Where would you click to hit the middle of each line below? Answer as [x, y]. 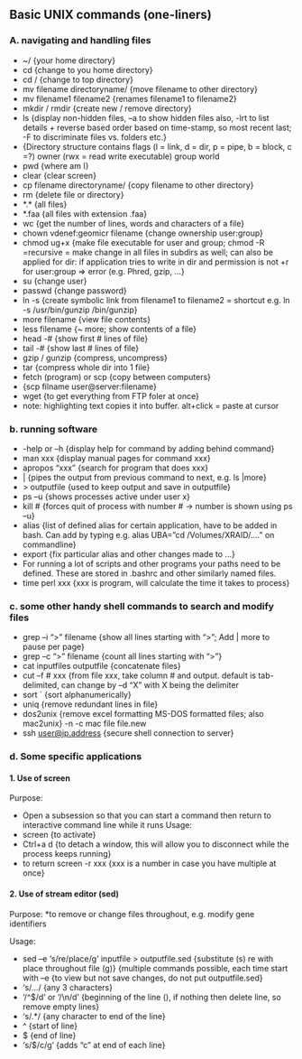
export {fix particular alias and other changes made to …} [129, 553]
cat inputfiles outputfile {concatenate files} [102, 666]
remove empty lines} [61, 1007]
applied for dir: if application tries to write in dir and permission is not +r [156, 262]
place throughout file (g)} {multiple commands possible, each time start [155, 968]
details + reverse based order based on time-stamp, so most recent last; [157, 127]
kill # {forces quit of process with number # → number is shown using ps [157, 506]
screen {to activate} [59, 835]
